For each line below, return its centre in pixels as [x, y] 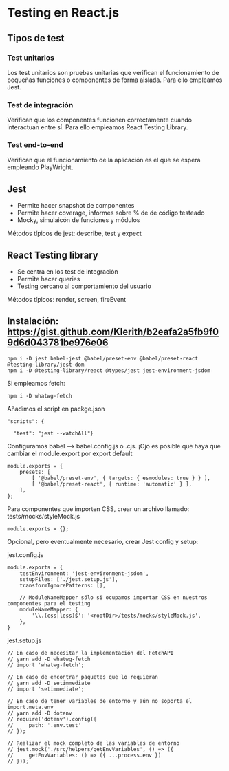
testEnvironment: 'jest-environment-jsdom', [84, 573]
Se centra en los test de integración [67, 272]
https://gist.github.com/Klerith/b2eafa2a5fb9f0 [113, 332]
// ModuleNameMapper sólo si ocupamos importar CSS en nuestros [113, 597]
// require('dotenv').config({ [52, 719]
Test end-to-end [35, 145]
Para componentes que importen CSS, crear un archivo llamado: [98, 509]
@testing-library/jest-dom [46, 365]
